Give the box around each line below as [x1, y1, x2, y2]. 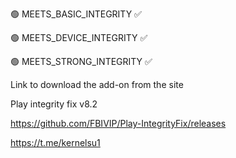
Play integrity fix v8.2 [10, 98, 98, 110]
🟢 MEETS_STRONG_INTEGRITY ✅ [10, 56, 153, 67]
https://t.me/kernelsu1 [10, 137, 101, 148]
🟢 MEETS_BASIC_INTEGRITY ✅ [10, 8, 142, 20]
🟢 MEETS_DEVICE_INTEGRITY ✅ [10, 32, 148, 43]
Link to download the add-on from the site [10, 79, 184, 90]
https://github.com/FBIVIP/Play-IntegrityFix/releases [10, 118, 227, 129]
